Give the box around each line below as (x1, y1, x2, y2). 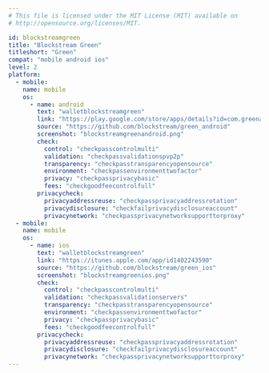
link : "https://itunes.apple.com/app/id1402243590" (37, 256, 214, 264)
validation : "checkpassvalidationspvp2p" (43, 153, 184, 161)
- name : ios (29, 241, 70, 250)
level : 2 (8, 63, 38, 72)
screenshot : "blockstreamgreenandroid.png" (37, 130, 184, 138)
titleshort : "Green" (8, 49, 78, 57)
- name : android (29, 101, 84, 109)
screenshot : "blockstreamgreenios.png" (37, 271, 171, 280)
